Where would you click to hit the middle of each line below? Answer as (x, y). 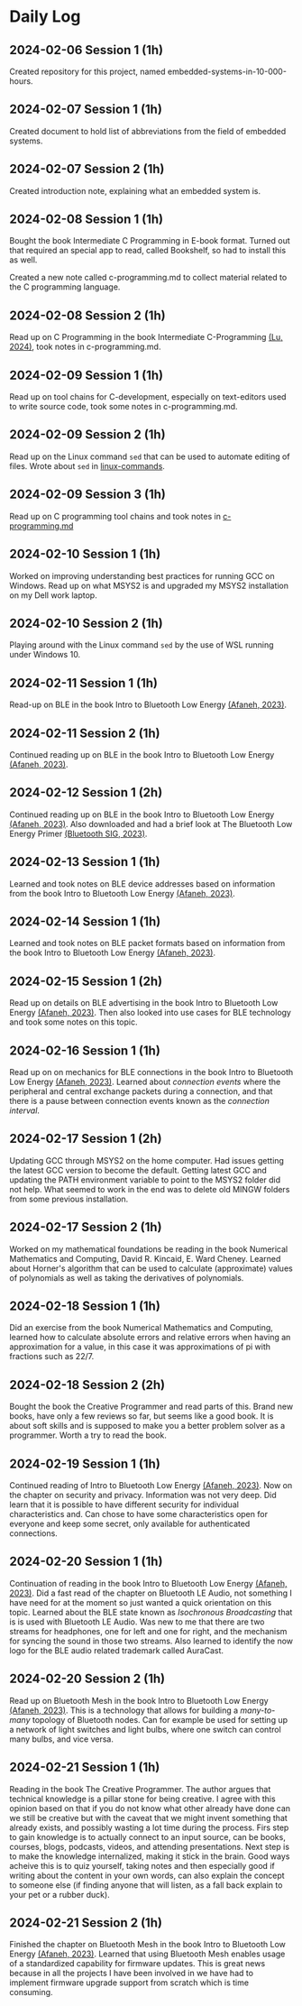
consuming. (31, 1992)
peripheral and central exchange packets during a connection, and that (141, 1091)
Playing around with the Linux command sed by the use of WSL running (142, 645)
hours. (21, 81)
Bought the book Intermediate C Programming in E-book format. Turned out (150, 241)
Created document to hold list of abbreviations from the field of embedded (148, 131)
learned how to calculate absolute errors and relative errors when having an (150, 1338)
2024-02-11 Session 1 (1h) (83, 683)
